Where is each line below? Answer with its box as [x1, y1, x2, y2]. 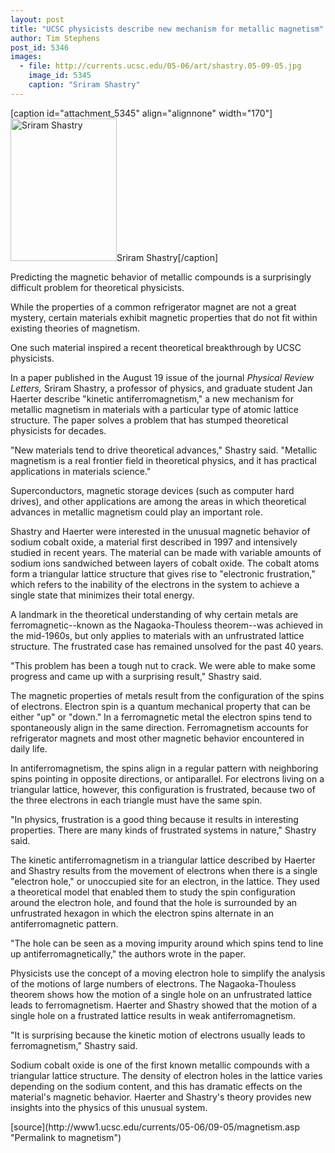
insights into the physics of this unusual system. [10, 1101, 208, 1113]
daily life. [10, 742, 48, 755]
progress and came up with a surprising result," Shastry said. [10, 670, 262, 682]
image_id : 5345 [28, 71, 92, 81]
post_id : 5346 [10, 42, 70, 53]
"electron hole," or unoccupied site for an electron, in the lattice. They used [10, 875, 320, 887]
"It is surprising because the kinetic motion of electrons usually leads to [10, 1029, 306, 1041]
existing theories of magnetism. [10, 322, 141, 334]
